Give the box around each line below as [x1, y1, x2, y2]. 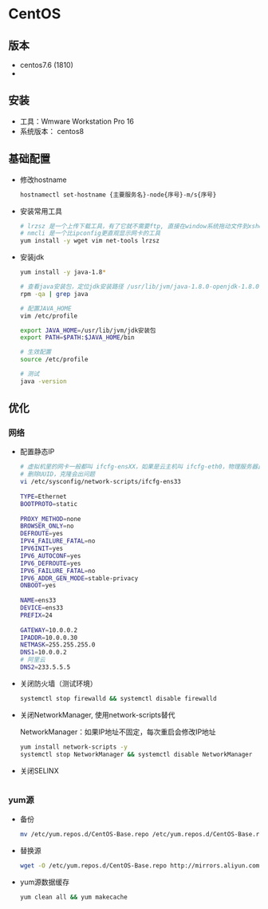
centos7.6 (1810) [19, 61, 74, 69]
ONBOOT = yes [19, 582, 57, 590]
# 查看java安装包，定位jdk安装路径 [19, 283, 124, 290]
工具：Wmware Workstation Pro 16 [19, 117, 134, 126]
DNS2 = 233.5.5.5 [19, 663, 71, 671]
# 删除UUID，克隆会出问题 [19, 470, 96, 479]
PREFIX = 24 [19, 611, 53, 619]
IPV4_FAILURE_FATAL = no [19, 537, 96, 545]
